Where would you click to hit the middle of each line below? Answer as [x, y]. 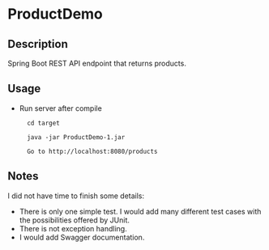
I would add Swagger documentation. [82, 237]
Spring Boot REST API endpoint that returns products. [97, 63]
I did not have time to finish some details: [76, 196]
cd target [43, 123]
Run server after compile [60, 108]
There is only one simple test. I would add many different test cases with [140, 211]
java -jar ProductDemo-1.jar [76, 137]
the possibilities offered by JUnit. [75, 220]
